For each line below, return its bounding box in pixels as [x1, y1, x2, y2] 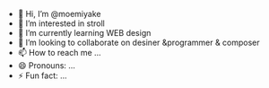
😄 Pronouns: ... [17, 60, 76, 71]
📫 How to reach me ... [17, 48, 101, 57]
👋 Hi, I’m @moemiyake [17, 9, 101, 19]
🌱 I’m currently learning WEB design [17, 28, 152, 38]
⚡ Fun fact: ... [17, 70, 67, 81]
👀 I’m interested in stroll [17, 18, 105, 29]
